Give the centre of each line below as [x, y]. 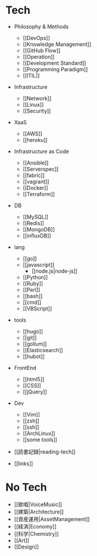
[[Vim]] [31, 414]
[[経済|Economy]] [35, 526]
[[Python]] [35, 277]
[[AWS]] [32, 134]
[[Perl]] [31, 290]
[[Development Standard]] [54, 63]
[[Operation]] [39, 57]
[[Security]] [37, 111]
